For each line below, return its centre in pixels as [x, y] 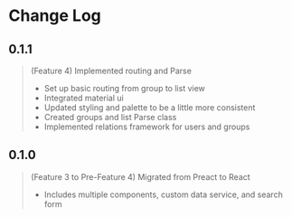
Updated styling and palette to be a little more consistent [150, 108]
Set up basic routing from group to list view [124, 88]
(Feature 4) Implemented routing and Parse [111, 71]
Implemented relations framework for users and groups [147, 127]
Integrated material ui [84, 98]
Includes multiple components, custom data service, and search [164, 194]
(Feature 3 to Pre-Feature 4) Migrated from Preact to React [140, 176]
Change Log [55, 16]
